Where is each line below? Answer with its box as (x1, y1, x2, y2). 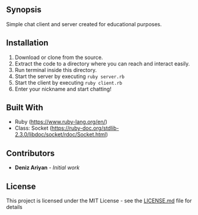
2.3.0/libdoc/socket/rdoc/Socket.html (14, 131, 107, 138)
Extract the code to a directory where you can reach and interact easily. (14, 60, 190, 67)
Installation (6, 38, 49, 48)
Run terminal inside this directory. (14, 66, 97, 73)
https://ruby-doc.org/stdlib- (51, 124, 119, 132)
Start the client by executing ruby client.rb (14, 79, 123, 86)
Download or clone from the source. (14, 54, 103, 61)
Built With (6, 102, 43, 113)
